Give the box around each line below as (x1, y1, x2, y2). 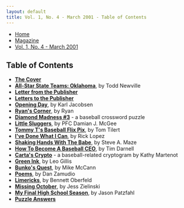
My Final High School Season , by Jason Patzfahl (14, 189, 135, 196)
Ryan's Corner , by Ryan (14, 107, 74, 114)
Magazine (14, 37, 40, 44)
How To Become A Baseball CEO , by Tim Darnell (14, 145, 134, 152)
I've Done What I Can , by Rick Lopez (14, 133, 105, 140)
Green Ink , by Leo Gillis (14, 158, 72, 165)
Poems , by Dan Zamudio (14, 170, 76, 178)
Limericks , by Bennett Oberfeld (14, 177, 92, 184)
